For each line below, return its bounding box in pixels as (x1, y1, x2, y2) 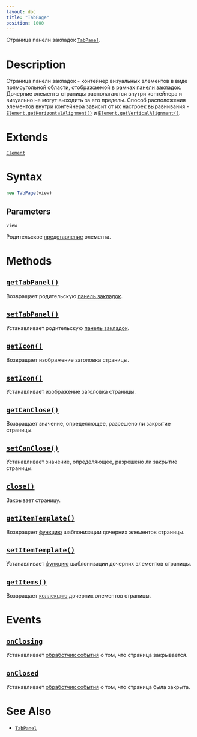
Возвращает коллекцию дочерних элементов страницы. (6, 592, 151, 599)
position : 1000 (6, 20, 44, 26)
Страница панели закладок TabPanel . (6, 37, 101, 44)
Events (6, 613, 42, 627)
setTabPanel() (6, 310, 59, 319)
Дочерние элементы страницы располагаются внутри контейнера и (6, 90, 183, 97)
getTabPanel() (6, 278, 59, 287)
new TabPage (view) (6, 190, 52, 196)
